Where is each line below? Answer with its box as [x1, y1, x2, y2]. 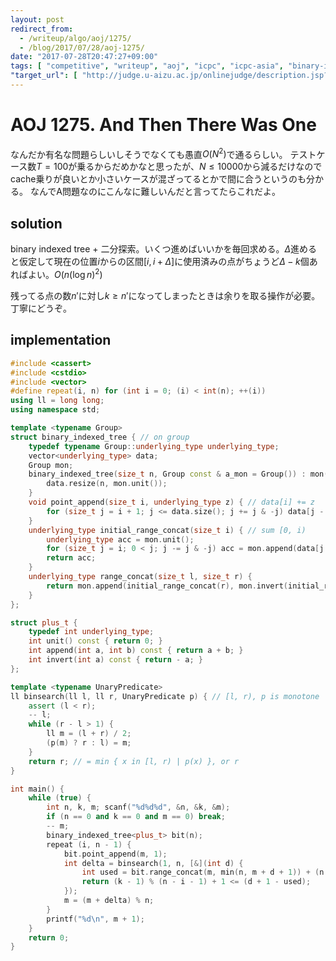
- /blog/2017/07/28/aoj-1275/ [19, 42, 145, 53]
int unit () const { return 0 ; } [28, 636, 163, 646]
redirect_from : [10, 24, 74, 34]
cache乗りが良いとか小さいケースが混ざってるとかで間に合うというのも [10, 173, 307, 185]
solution [10, 215, 63, 232]
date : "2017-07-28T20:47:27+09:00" [10, 52, 159, 62]
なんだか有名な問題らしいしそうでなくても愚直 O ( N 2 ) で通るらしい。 [10, 146, 288, 160]
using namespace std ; [10, 405, 101, 415]
